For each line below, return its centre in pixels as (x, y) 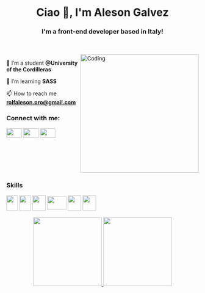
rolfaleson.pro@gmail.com (41, 103)
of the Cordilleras (29, 70)
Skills (15, 186)
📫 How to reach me (31, 93)
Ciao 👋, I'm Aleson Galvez (103, 13)
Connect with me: (33, 118)
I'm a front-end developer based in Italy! (103, 32)
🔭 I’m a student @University (42, 63)
